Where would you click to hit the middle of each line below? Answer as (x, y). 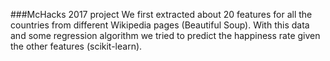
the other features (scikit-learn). (76, 46)
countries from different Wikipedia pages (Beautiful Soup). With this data (160, 25)
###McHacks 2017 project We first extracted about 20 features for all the (161, 14)
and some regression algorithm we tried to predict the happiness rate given (165, 35)
